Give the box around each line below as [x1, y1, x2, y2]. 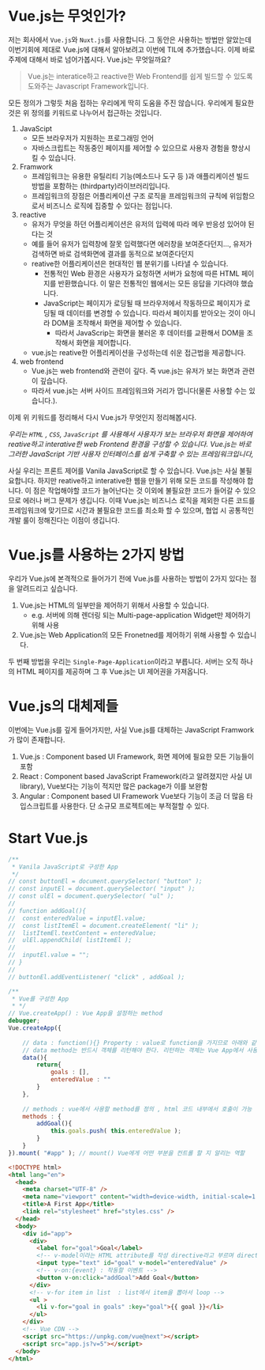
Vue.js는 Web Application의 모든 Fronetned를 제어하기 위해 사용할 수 [19, 630, 236, 639]
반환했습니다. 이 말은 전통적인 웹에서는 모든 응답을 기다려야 [58, 278, 239, 288]
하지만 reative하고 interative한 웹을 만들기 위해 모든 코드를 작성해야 [37, 475, 246, 485]
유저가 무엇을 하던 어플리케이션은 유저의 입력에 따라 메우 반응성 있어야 [31, 219, 247, 229]
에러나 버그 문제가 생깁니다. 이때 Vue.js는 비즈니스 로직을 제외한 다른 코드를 [22, 495, 256, 505]
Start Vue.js [8, 830, 88, 847]
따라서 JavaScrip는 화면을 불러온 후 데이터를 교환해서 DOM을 [54, 327, 245, 337]
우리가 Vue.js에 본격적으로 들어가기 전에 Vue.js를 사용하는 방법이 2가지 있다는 [8, 573, 248, 583]
